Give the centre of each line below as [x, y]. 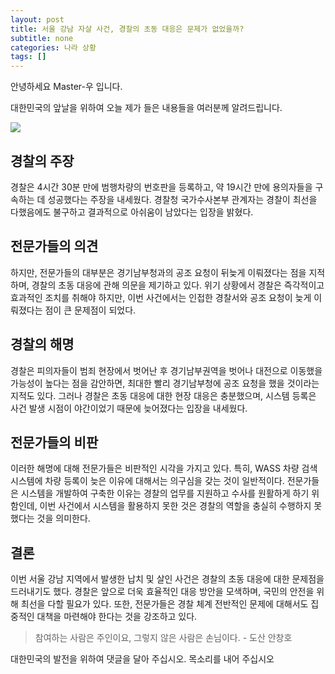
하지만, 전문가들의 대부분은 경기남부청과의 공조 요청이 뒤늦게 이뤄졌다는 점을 [158, 272]
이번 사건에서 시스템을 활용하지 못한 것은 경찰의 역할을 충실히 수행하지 [175, 506]
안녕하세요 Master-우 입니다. [66, 87]
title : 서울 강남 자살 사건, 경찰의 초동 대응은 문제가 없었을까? [127, 29]
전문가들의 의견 [54, 246]
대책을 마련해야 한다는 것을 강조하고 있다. [117, 617]
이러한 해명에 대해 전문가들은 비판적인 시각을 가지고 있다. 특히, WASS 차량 [155, 468]
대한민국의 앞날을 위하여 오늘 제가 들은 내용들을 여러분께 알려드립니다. [146, 108]
